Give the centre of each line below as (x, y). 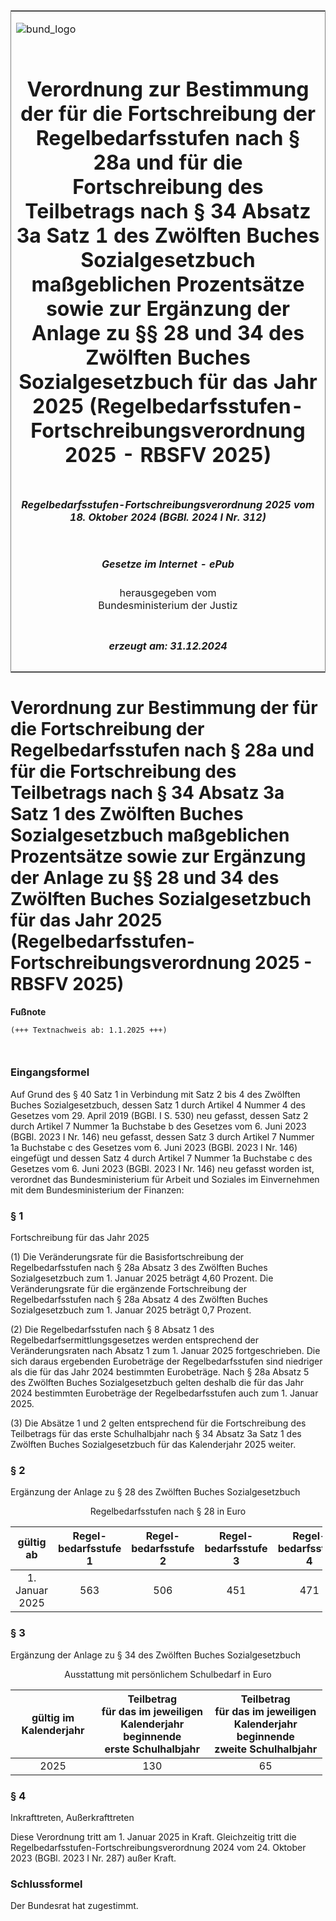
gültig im (53, 1717)
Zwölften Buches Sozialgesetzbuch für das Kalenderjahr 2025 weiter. (153, 1445)
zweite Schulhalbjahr (266, 1749)
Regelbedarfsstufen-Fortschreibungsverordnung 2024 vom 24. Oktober (158, 1847)
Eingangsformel (50, 1072)
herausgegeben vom (168, 593)
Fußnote (28, 1011)
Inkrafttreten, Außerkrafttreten (72, 1817)
